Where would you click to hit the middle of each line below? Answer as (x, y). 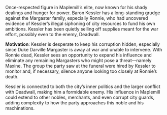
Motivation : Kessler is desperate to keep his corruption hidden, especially (82, 44)
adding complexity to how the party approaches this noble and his (74, 103)
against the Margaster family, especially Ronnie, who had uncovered (77, 18)
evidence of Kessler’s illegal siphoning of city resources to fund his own (80, 23)
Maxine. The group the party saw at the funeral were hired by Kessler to (80, 66)
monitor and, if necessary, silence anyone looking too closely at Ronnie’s (81, 71)
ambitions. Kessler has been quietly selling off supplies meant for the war (82, 29)
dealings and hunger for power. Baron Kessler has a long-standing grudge (83, 13)
